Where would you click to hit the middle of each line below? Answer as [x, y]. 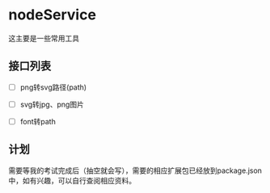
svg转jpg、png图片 [52, 104]
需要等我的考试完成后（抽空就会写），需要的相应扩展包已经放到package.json [135, 170]
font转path [38, 121]
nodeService [53, 15]
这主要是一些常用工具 [44, 38]
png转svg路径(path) [53, 87]
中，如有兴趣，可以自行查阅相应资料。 [72, 180]
